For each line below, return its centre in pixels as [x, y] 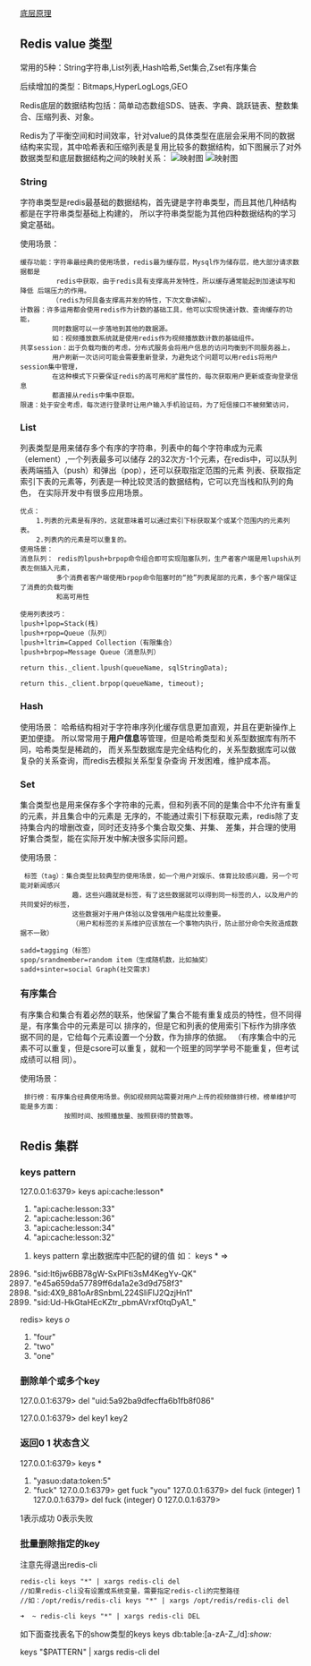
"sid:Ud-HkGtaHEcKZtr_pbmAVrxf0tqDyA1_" [114, 1302]
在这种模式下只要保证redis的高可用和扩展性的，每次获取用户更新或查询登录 [172, 377]
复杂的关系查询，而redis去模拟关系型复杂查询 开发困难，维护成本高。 [148, 760]
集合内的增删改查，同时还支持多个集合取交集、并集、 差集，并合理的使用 [162, 827]
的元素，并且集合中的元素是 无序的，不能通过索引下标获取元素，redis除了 [155, 816]
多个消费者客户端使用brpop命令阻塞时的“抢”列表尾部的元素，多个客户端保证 [177, 578]
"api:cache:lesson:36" [74, 1218]
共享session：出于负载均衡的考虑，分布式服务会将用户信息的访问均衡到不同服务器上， [157, 348]
